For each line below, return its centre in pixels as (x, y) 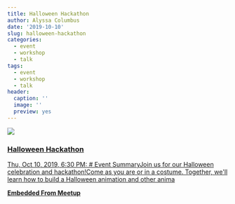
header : (19, 92)
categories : (25, 40)
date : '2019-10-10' (36, 27)
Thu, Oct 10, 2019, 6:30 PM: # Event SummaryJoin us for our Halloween (110, 165)
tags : (15, 66)
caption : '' (31, 99)
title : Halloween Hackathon (48, 14)
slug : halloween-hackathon (47, 33)
